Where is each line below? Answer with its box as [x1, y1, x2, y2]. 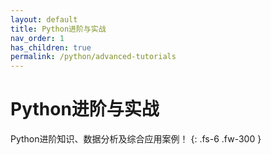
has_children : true [10, 42, 92, 53]
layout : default [10, 14, 78, 25]
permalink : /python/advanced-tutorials [10, 52, 177, 62]
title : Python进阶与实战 [10, 24, 107, 34]
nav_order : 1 [10, 33, 65, 43]
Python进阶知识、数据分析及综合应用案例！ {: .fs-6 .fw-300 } [10, 133, 262, 145]
